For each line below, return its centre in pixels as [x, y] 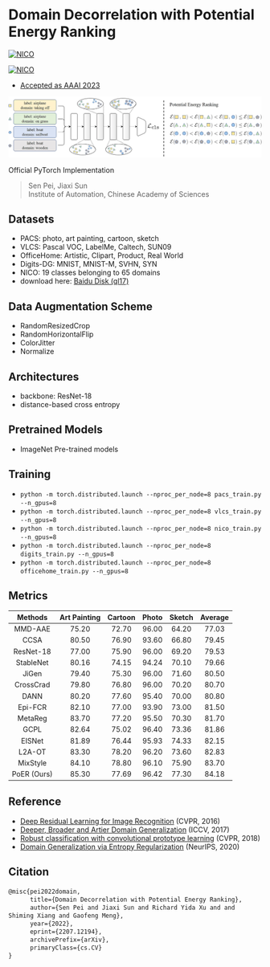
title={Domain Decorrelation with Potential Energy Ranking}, [136, 900]
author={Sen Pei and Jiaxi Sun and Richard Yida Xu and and [132, 908]
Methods [33, 617]
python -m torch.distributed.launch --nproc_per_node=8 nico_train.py [141, 528]
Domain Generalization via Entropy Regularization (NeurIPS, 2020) [130, 847]
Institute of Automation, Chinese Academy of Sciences [119, 194]
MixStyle [33, 763]
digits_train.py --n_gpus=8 [67, 554]
